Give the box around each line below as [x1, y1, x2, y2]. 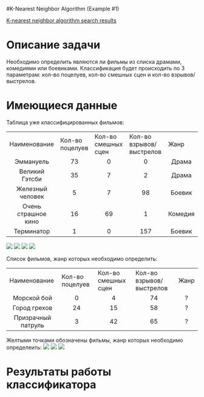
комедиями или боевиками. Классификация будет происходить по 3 [6, 64, 185, 72]
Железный [16, 184, 47, 193]
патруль [20, 321, 44, 329]
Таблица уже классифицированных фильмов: [6, 118, 124, 126]
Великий [19, 167, 45, 175]
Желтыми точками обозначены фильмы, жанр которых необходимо [6, 336, 183, 344]
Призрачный [13, 313, 52, 322]
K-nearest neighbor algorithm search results [6, 17, 117, 24]
